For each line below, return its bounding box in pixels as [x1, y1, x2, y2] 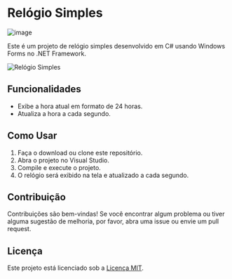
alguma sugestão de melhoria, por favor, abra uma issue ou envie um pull [7, 217, 219, 226]
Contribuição [7, 191, 67, 203]
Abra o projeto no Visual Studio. [17, 156, 110, 164]
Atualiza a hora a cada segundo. [17, 109, 111, 117]
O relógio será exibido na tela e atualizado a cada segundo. [17, 171, 189, 179]
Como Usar [7, 130, 57, 142]
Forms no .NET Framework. [7, 49, 86, 58]
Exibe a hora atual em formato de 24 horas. [17, 102, 143, 110]
